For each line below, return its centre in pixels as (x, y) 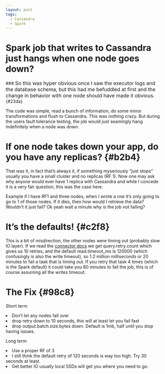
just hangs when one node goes (73, 59)
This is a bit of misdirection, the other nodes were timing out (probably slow (83, 241)
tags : (11, 14)
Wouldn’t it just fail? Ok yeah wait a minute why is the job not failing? (75, 207)
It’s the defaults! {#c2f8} (58, 227)
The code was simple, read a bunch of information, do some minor (74, 111)
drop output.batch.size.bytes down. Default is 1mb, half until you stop (82, 326)
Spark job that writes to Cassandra (79, 48)
